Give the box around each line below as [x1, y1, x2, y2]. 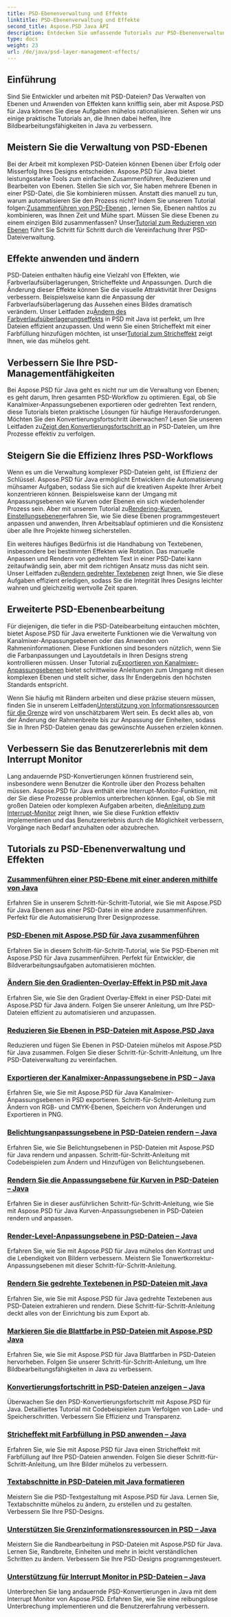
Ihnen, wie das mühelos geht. [7, 337, 91, 345]
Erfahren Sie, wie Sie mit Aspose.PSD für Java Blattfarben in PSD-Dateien [7, 1350, 216, 1358]
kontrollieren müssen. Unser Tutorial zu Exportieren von [7, 658, 164, 666]
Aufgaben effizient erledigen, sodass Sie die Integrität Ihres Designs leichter [7, 576, 223, 584]
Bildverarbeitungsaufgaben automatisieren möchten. [7, 961, 156, 969]
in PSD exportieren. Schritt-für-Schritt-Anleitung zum [65, 1096, 216, 1104]
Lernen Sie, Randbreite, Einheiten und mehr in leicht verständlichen [7, 1547, 198, 1556]
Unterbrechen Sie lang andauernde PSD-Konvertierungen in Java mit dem [7, 1587, 217, 1596]
